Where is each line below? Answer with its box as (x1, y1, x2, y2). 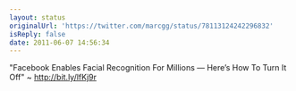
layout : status (9, 12, 66, 22)
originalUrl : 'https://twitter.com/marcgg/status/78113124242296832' (9, 21, 275, 30)
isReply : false (9, 29, 66, 38)
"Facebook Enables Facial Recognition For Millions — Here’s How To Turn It (9, 62, 287, 73)
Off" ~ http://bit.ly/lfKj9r (9, 72, 97, 83)
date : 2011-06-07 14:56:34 (9, 37, 110, 47)
